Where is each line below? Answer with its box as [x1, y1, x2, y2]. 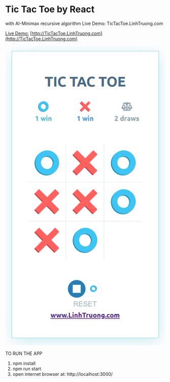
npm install [12, 360, 36, 366]
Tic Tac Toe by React [5, 4, 95, 15]
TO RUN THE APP [5, 350, 43, 357]
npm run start [12, 365, 42, 372]
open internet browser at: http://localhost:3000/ [12, 371, 113, 377]
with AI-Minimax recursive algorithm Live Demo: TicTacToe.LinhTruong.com [5, 20, 163, 26]
